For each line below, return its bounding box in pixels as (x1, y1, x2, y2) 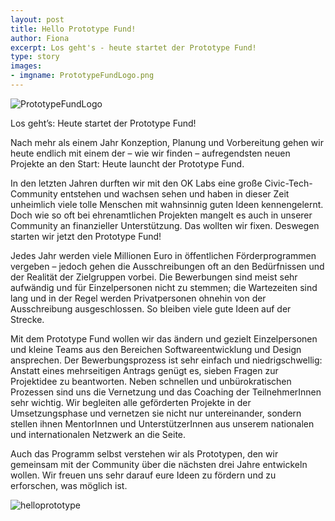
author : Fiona (10, 33, 70, 43)
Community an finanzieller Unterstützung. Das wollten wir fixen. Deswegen (10, 219, 320, 231)
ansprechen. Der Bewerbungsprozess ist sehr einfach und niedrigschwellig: (10, 354, 323, 366)
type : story (10, 52, 60, 62)
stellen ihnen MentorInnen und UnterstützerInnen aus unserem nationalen (10, 417, 315, 430)
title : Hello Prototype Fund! (10, 24, 137, 34)
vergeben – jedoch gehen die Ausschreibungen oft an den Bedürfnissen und (10, 260, 325, 272)
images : (10, 61, 43, 71)
